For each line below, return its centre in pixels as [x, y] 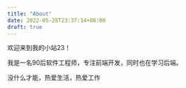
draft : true [25, 27]
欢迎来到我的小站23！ [39, 48]
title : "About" [30, 14]
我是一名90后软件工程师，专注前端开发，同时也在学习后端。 [95, 63]
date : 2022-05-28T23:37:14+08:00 [57, 20]
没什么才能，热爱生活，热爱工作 [54, 77]
